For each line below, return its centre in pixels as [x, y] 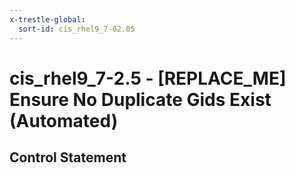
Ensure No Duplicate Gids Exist [140, 99]
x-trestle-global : [47, 19]
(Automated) [64, 120]
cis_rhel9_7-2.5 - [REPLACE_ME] [148, 78]
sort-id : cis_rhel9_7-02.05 [77, 29]
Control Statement [68, 157]
